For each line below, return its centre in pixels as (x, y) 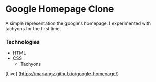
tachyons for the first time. (33, 28)
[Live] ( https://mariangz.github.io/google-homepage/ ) (62, 74)
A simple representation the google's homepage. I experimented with (78, 23)
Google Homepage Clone (60, 9)
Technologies (23, 42)
